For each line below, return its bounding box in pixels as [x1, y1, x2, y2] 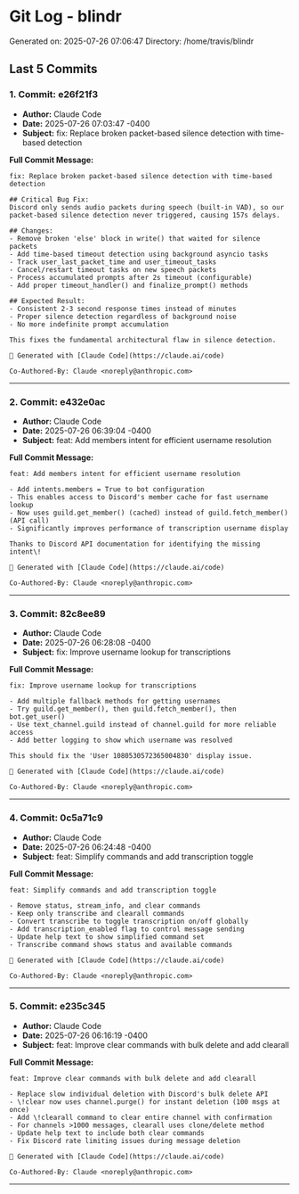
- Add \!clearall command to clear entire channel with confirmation [9, 1113, 273, 1122]
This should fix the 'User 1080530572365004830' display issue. [9, 752, 253, 761]
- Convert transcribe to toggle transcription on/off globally [9, 917, 249, 926]
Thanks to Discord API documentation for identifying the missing [9, 539, 261, 548]
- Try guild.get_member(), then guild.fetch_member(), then [9, 704, 238, 714]
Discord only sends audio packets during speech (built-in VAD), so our [9, 202, 285, 211]
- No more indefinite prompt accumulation [9, 319, 169, 329]
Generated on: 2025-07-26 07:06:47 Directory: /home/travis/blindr [9, 36, 255, 46]
